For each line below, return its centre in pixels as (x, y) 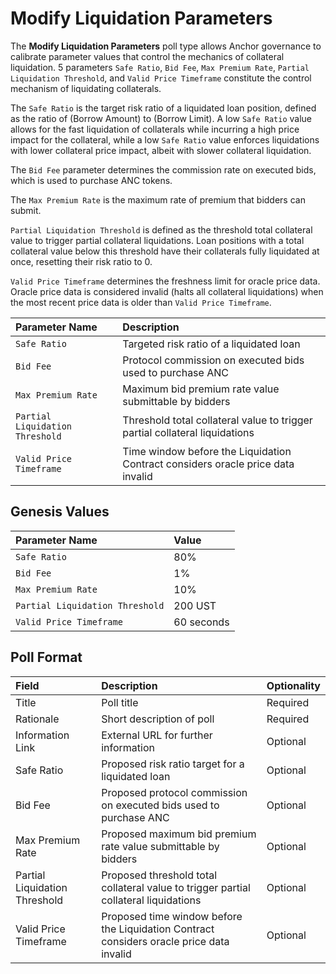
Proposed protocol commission (174, 792)
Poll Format (46, 657)
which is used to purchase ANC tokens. (91, 180)
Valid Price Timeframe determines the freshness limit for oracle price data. (165, 281)
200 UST (195, 605)
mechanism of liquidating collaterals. (86, 88)
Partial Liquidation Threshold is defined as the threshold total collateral (161, 229)
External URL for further (157, 735)
